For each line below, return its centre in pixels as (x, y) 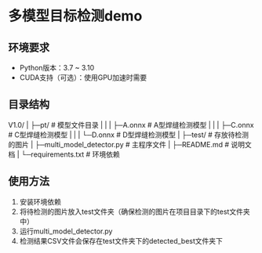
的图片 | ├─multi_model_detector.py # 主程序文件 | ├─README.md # (119, 144)
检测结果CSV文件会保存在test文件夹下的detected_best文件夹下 (121, 240)
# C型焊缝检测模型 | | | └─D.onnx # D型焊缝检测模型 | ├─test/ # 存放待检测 (129, 135)
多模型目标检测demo (75, 16)
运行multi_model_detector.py (66, 231)
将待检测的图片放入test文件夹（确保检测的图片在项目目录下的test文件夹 (135, 211)
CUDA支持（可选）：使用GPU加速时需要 (83, 78)
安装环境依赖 (40, 201)
